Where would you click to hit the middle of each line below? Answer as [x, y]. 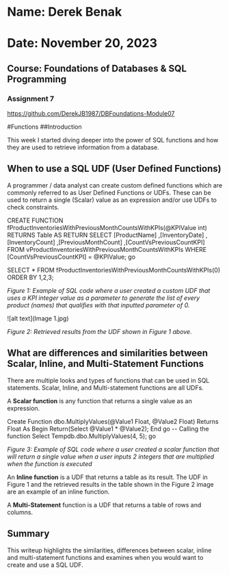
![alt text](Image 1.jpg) [38, 318]
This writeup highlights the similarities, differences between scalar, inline [109, 550]
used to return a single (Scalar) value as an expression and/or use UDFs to [112, 200]
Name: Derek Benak [65, 12]
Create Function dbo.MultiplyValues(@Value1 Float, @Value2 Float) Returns [113, 421]
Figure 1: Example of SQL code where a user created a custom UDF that [109, 290]
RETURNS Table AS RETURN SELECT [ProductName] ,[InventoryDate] [106, 235]
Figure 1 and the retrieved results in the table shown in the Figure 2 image [110, 484]
